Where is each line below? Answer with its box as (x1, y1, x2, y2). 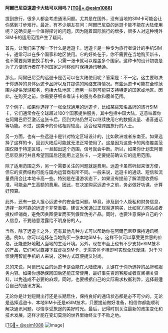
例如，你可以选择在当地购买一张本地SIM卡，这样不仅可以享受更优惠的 (13, 234, 158, 240)
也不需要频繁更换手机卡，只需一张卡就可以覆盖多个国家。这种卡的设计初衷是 (5, 58, 163, 63)
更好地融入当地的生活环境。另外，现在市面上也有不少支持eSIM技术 (22, 241, 160, 246)
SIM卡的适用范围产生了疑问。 (5, 35, 66, 40)
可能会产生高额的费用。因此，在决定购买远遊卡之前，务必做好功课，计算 (13, 182, 163, 188)
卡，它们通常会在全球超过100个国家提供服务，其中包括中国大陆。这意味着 (5, 110, 157, 116)
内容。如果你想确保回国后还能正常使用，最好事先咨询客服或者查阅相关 (9, 270, 154, 276)
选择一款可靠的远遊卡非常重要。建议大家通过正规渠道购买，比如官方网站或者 (5, 205, 163, 211)
